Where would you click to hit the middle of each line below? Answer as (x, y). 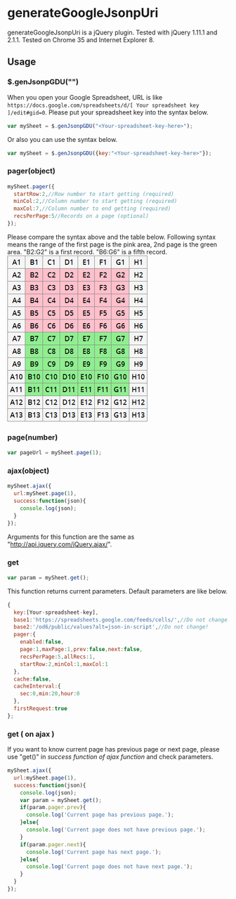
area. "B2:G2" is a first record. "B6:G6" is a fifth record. (87, 251)
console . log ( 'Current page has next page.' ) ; (93, 852)
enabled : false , (42, 642)
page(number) (33, 437)
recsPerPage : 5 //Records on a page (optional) (81, 216)
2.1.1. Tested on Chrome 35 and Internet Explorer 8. (81, 39)
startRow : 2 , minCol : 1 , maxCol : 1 (64, 664)
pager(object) (32, 171)
